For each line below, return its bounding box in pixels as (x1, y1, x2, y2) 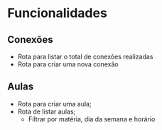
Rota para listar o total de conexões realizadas (17, 52, 153, 61)
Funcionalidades (7, 5, 108, 21)
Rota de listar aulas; (17, 107, 76, 116)
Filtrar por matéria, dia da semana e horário (28, 114, 156, 123)
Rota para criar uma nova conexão (17, 60, 119, 69)
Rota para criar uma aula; (17, 99, 92, 108)
